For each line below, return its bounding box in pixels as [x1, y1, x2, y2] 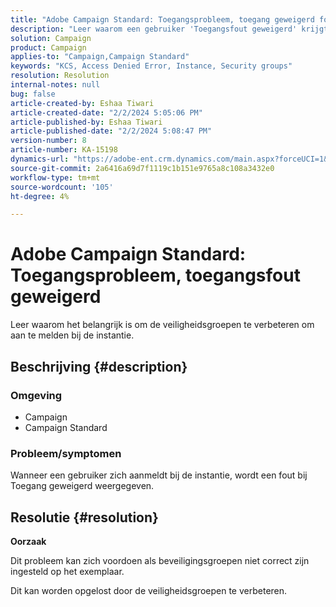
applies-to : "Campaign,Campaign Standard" [10, 52, 190, 62]
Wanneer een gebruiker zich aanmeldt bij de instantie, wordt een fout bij [10, 469, 308, 481]
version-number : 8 [10, 136, 87, 146]
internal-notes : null [10, 80, 101, 90]
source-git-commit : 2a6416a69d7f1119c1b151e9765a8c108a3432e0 [10, 163, 275, 173]
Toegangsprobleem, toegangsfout [10, 264, 301, 287]
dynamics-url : [10, 154, 70, 164]
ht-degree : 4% [10, 191, 70, 201]
